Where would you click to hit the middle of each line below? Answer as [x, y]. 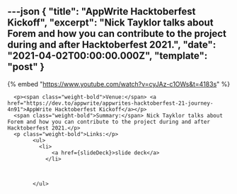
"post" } [26, 67]
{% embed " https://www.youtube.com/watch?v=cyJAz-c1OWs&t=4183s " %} [119, 84]
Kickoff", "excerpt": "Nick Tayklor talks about [110, 23]
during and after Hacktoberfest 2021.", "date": [112, 45]
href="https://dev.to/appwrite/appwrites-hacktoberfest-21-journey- [110, 103]
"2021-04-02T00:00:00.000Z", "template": [108, 56]
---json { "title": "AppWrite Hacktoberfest [102, 12]
